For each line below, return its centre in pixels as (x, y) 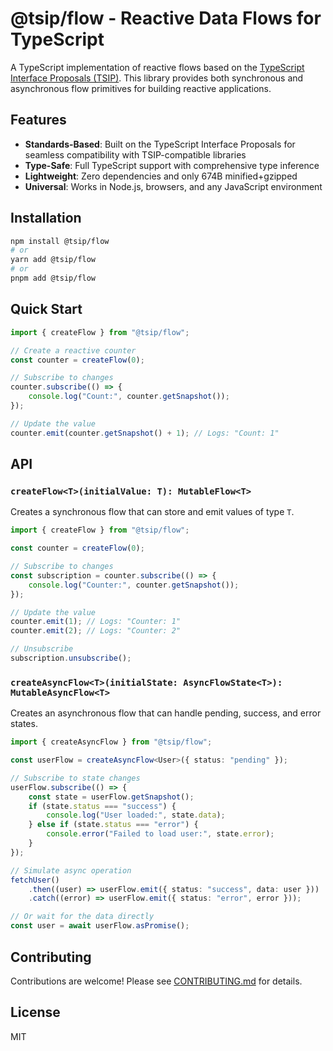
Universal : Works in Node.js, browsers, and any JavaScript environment (173, 186)
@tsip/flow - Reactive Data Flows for (166, 18)
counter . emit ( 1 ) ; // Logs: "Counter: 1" (96, 622)
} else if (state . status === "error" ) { (113, 825)
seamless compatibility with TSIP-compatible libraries (135, 154)
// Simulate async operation (71, 870)
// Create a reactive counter (73, 350)
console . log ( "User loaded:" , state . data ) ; (136, 815)
